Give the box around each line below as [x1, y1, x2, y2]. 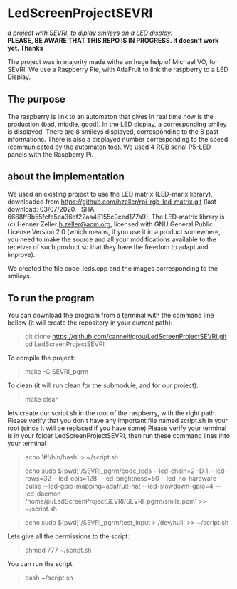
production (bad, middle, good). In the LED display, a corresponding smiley [7, 120, 227, 128]
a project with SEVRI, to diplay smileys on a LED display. [7, 28, 173, 37]
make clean [24, 395, 59, 404]
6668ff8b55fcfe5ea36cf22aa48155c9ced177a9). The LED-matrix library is [7, 212, 225, 221]
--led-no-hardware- [160, 474, 219, 483]
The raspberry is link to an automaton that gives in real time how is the [7, 112, 214, 120]
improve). [7, 250, 36, 259]
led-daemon [24, 489, 61, 498]
